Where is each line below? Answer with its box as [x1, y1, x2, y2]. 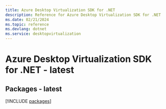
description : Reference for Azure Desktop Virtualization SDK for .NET [5, 12, 161, 17]
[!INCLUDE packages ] [5, 98, 52, 104]
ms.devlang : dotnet [5, 27, 47, 32]
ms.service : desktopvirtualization [5, 31, 81, 36]
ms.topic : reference [5, 21, 50, 27]
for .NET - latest [5, 64, 74, 76]
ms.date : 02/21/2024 [5, 17, 50, 22]
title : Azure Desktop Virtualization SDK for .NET [5, 7, 115, 13]
